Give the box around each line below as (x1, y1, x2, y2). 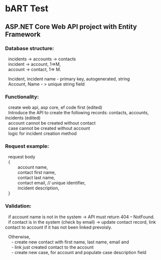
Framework (5, 30, 41, 38)
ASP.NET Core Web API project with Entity (5, 23, 137, 31)
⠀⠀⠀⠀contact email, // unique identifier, (5, 180, 86, 186)
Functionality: (5, 93, 39, 100)
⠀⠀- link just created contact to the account (5, 244, 94, 250)
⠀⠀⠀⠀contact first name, (5, 170, 56, 176)
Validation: (5, 203, 32, 209)
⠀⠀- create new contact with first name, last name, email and (5, 239, 129, 245)
